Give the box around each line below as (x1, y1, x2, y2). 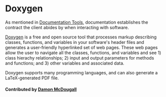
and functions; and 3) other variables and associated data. (5, 60, 125, 66)
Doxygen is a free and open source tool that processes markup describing (5, 34, 157, 40)
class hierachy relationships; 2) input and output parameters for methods (5, 55, 155, 61)
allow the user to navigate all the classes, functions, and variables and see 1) (5, 50, 162, 56)
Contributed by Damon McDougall (5, 86, 77, 92)
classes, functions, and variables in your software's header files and (5, 39, 145, 45)
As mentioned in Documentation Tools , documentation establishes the (5, 19, 149, 25)
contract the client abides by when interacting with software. (5, 24, 129, 30)
